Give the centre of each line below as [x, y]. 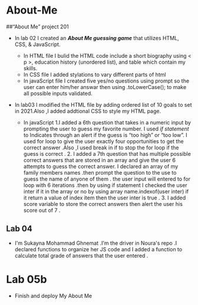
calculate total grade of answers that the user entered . [81, 255]
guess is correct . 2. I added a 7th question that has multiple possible [107, 153]
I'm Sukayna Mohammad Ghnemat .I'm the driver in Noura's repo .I [96, 243]
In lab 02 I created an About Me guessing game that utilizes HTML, [97, 38]
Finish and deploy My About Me [53, 296]
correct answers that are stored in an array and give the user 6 [99, 160]
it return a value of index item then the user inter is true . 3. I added [105, 198]
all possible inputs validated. [58, 93]
